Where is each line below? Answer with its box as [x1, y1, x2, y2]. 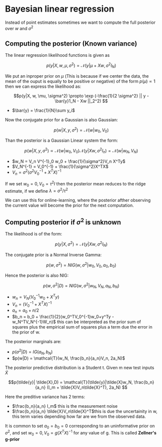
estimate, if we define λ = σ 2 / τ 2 [5, 187, 68, 194]
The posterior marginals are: [5, 339, 61, 345]
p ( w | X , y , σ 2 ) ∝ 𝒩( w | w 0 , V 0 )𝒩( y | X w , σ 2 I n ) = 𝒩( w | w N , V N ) [24, 147, 138, 155]
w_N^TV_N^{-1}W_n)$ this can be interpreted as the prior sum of [12, 319, 141, 325]
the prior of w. [12, 329, 40, 335]
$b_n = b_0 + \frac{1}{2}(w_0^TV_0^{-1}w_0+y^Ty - [12, 314, 115, 320]
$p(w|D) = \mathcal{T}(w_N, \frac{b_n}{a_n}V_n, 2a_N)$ [12, 355, 125, 361]
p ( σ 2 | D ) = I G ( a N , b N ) [12, 348, 53, 356]
